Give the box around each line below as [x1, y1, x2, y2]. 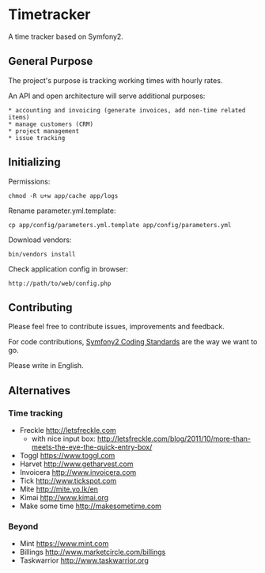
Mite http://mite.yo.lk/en [19, 484, 99, 494]
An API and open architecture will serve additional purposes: [8, 91, 206, 101]
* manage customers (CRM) [8, 120, 93, 128]
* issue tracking [8, 134, 66, 142]
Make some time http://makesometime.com [19, 501, 162, 511]
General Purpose [8, 55, 93, 68]
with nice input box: [31, 434, 97, 444]
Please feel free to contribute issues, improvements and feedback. [8, 322, 225, 332]
